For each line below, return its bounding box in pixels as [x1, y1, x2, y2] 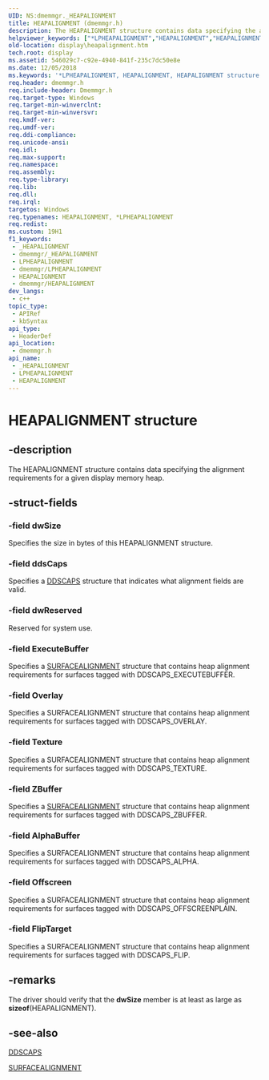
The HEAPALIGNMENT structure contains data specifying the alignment [8, 464, 245, 474]
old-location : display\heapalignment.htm [8, 42, 149, 50]
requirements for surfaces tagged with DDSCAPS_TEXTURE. [8, 763, 207, 773]
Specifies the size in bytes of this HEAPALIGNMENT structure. [8, 538, 214, 548]
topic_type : [8, 302, 48, 310]
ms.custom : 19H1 [8, 228, 62, 236]
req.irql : [8, 198, 42, 206]
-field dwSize [8, 520, 62, 531]
